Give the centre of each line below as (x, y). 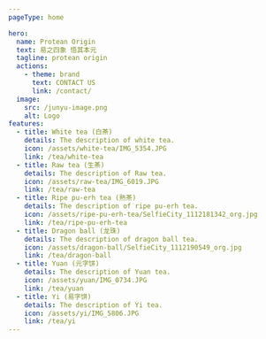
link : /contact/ (61, 91)
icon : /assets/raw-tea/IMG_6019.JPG (92, 181)
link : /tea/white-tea (64, 157)
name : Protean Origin (56, 42)
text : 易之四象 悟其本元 (57, 50)
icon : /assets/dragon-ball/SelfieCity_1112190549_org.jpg (133, 247)
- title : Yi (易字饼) (54, 297)
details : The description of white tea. (99, 141)
